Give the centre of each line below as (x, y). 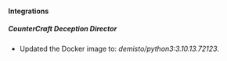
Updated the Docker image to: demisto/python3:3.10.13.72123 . (119, 48)
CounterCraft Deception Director (63, 29)
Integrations (29, 11)
